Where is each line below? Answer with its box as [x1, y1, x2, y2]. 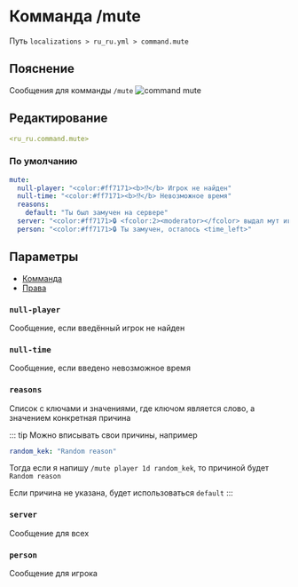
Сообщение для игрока [9, 568, 98, 579]
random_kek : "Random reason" [9, 447, 117, 456]
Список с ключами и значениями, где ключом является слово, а [9, 402, 255, 414]
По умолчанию [9, 155, 78, 168]
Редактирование [9, 111, 108, 126]
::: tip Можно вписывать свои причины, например [9, 429, 198, 440]
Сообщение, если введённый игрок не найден [9, 322, 185, 333]
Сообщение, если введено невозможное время [9, 362, 191, 374]
